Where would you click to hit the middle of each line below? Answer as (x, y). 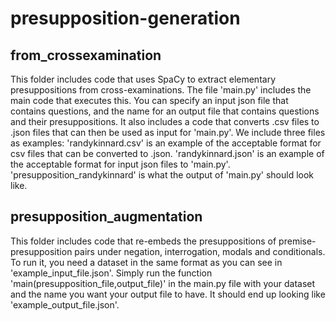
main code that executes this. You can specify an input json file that (149, 100)
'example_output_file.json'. (65, 304)
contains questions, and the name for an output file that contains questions (165, 111)
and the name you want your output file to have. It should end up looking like (168, 294)
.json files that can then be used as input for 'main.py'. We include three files (168, 132)
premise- (297, 241)
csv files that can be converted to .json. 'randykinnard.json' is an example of (167, 153)
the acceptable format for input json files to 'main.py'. (120, 164)
